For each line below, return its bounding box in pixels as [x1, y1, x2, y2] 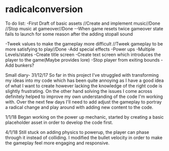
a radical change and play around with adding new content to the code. [5, 104, 154, 110]
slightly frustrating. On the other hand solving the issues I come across [5, 88, 152, 94]
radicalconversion [5, 4, 83, 15]
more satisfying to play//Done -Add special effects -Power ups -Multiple [5, 46, 155, 52]
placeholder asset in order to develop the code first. [5, 119, 114, 125]
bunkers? [15, 62, 34, 68]
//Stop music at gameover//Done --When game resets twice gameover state [5, 25, 163, 31]
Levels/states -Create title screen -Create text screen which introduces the [5, 52, 161, 58]
